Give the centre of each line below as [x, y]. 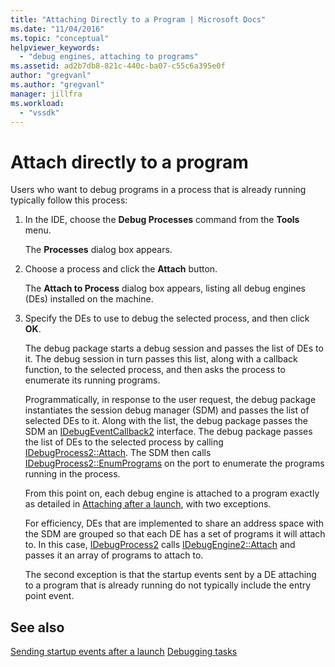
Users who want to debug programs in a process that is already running [158, 190]
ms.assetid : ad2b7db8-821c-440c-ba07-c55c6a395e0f [118, 66]
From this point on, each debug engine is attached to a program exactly [172, 493]
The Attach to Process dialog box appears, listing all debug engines [165, 288]
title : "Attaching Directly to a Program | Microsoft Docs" [138, 19]
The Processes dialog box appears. [98, 250]
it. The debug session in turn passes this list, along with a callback [161, 359]
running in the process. [72, 474]
